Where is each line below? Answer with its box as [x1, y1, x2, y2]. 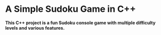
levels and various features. [5, 25, 65, 31]
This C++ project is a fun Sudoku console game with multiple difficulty [5, 20, 156, 26]
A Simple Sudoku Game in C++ [5, 3, 136, 15]
